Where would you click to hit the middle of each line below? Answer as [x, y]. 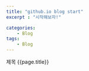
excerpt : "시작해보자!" [34, 17]
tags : [13, 39]
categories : [21, 28]
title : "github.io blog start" [45, 12]
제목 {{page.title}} [28, 62]
